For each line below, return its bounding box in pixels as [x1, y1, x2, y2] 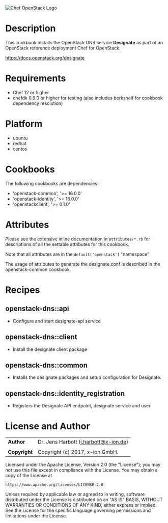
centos [12, 146, 27, 152]
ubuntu [12, 135, 28, 141]
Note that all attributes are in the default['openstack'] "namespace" [5, 251, 150, 257]
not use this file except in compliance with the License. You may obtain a [5, 467, 158, 473]
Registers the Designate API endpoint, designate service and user [12, 403, 151, 409]
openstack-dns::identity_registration [5, 389, 125, 398]
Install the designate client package [12, 346, 88, 352]
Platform [5, 118, 43, 130]
